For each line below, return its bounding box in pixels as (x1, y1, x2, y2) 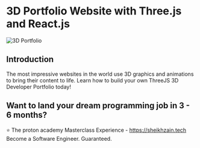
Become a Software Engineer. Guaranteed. (6, 135, 113, 142)
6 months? (6, 110, 48, 120)
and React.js (6, 17, 70, 31)
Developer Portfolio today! (6, 83, 71, 90)
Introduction (6, 54, 54, 64)
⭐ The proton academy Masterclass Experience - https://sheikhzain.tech (6, 126, 187, 134)
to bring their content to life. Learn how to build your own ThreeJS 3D (6, 76, 179, 84)
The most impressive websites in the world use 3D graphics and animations (6, 70, 194, 78)
